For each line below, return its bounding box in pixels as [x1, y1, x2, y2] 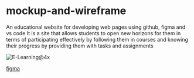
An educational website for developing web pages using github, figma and [6, 23, 186, 30]
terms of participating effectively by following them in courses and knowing [6, 36, 189, 43]
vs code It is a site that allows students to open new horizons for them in [6, 29, 181, 36]
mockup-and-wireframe [6, 4, 127, 18]
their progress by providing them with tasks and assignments [6, 42, 154, 49]
